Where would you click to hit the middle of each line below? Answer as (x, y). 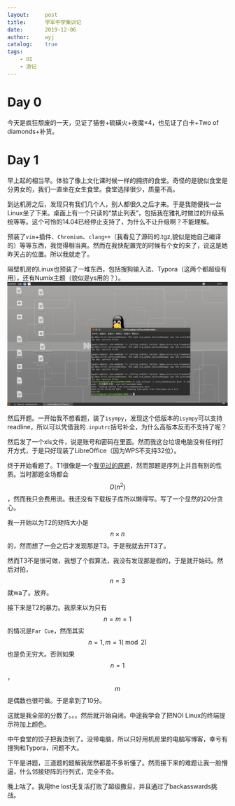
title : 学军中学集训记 (44, 22)
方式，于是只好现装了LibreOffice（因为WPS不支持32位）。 (97, 451)
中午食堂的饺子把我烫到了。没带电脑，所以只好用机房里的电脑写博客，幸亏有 (117, 739)
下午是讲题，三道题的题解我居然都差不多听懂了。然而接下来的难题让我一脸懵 (117, 763)
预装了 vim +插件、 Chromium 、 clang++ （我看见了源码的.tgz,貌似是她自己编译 (114, 236)
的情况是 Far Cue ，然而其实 (46, 631)
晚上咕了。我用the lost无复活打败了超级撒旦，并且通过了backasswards (109, 786)
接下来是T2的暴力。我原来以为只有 (57, 607)
